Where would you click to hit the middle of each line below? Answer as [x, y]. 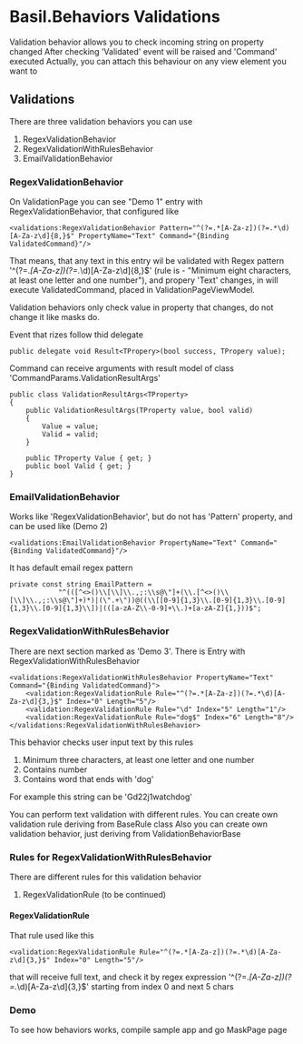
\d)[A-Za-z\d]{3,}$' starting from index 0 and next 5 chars [125, 987]
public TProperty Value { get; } [89, 458]
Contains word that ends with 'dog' [88, 778]
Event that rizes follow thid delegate [76, 335]
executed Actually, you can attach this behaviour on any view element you [148, 61]
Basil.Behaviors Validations [115, 17]
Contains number [55, 769]
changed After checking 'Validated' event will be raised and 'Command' [143, 51]
